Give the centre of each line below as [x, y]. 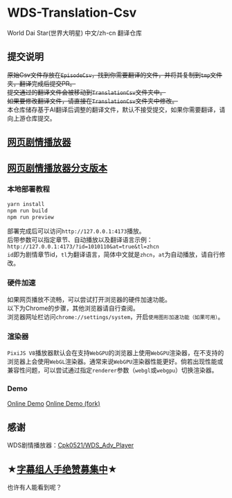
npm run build [28, 211]
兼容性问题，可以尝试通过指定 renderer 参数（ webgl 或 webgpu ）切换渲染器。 [113, 370]
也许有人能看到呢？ [35, 487]
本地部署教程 [29, 189]
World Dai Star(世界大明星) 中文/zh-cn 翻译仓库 [74, 33]
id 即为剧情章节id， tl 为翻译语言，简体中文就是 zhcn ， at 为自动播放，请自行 [113, 255]
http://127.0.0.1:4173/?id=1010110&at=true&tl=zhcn [83, 247]
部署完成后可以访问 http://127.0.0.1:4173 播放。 [76, 231]
